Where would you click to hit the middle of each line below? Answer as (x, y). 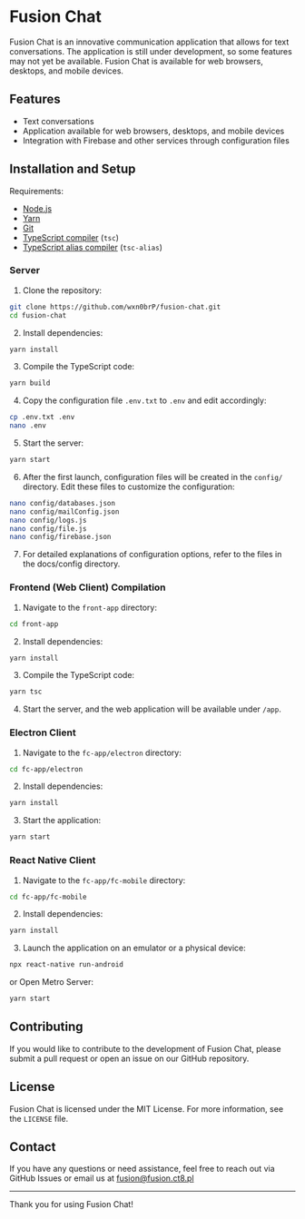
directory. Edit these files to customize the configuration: (128, 487)
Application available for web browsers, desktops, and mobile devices (153, 131)
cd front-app (34, 624)
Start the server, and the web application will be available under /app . (152, 709)
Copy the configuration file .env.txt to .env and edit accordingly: (144, 400)
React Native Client (53, 860)
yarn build (30, 383)
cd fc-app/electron (46, 769)
